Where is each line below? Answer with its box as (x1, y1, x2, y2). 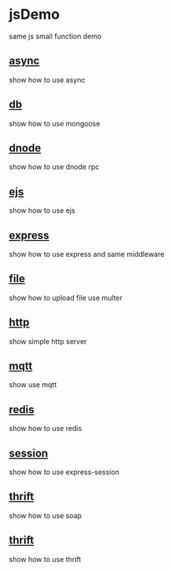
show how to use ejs (9, 206, 75, 215)
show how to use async (9, 75, 86, 84)
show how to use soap (9, 510, 82, 520)
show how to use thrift (9, 554, 82, 564)
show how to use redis (9, 424, 82, 433)
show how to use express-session (9, 467, 120, 477)
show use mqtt (9, 380, 57, 389)
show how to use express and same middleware (9, 250, 165, 258)
